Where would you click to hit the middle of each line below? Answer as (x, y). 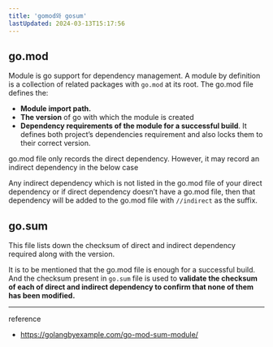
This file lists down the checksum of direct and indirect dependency (122, 246)
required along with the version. (62, 254)
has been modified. (42, 296)
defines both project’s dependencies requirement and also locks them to (141, 135)
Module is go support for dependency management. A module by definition (134, 76)
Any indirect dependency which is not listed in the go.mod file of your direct (135, 183)
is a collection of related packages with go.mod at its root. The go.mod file (131, 84)
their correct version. (55, 144)
